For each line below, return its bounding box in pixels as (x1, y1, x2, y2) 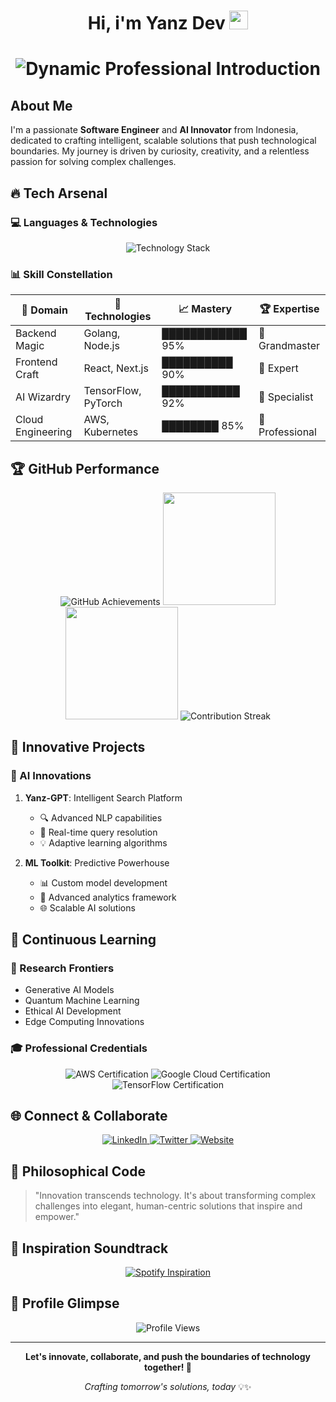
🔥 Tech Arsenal (10, 185, 108, 202)
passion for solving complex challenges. (10, 156, 177, 168)
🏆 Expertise (259, 301, 320, 315)
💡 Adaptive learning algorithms (39, 836, 168, 849)
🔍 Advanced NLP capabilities (39, 811, 163, 824)
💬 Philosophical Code (10, 1163, 146, 1180)
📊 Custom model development (39, 876, 168, 889)
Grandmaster (258, 339, 320, 353)
